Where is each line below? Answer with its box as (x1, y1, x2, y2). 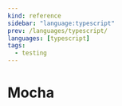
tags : (7, 42, 26, 50)
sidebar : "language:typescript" (7, 19, 115, 27)
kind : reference (7, 11, 61, 20)
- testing (14, 49, 47, 57)
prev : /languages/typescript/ (7, 26, 108, 35)
